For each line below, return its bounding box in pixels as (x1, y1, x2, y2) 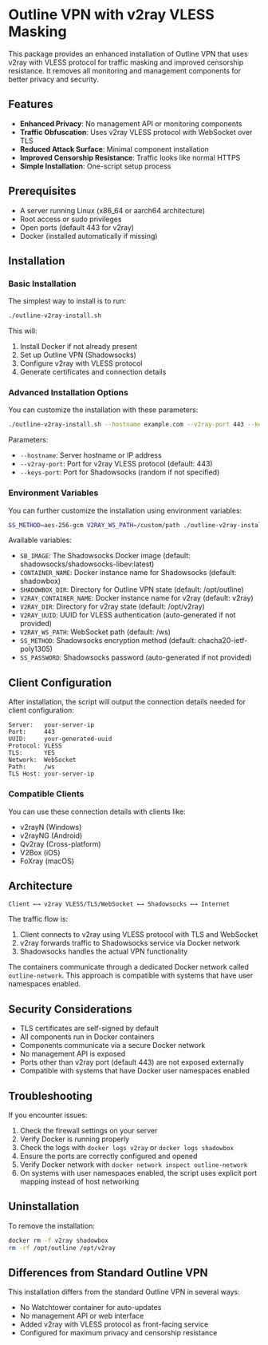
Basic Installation (8, 278, 77, 289)
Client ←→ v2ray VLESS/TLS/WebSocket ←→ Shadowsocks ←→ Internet (8, 900, 230, 908)
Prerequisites (8, 184, 77, 198)
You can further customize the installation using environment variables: (8, 506, 242, 515)
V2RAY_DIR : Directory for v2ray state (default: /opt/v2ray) (19, 601, 205, 612)
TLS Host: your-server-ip (8, 770, 94, 778)
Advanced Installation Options (8, 387, 129, 399)
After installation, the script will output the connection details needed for (8, 697, 246, 707)
